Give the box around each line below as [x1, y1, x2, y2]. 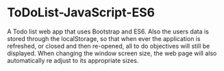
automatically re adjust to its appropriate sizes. [7, 56, 139, 64]
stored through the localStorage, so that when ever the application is [7, 34, 201, 42]
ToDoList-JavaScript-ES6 [7, 5, 155, 20]
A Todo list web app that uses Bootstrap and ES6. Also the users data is [7, 27, 209, 35]
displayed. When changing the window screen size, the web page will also [7, 49, 217, 57]
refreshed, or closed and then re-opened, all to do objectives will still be [7, 42, 210, 50]
